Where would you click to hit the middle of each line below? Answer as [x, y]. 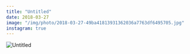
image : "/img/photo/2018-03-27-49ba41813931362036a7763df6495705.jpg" [95, 23]
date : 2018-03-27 [28, 17]
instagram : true [26, 28]
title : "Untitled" [29, 12]
